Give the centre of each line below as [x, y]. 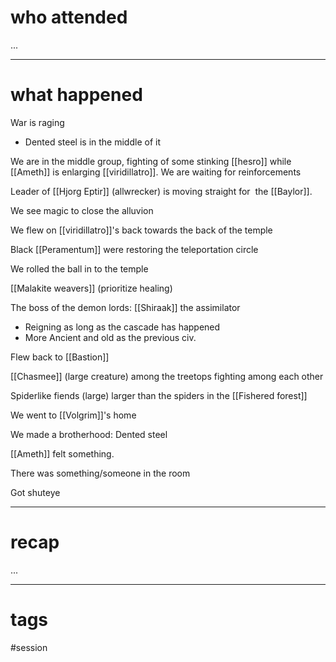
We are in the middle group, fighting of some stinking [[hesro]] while [151, 161]
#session [29, 647]
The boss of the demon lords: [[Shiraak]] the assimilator [125, 307]
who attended [69, 17]
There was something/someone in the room [100, 473]
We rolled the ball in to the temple [79, 268]
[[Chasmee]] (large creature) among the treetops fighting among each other [167, 376]
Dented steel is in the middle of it [92, 142]
